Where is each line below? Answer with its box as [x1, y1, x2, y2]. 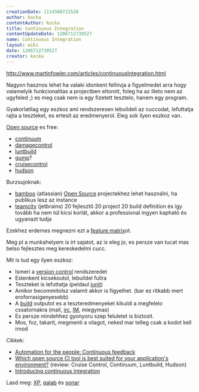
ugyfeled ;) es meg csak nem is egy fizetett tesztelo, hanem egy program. [6, 94, 188, 101]
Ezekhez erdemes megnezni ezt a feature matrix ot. [6, 226, 131, 234]
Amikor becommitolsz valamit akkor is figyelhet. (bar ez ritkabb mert [14, 287, 183, 294]
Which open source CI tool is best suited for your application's [14, 354, 169, 362]
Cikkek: [6, 336, 25, 344]
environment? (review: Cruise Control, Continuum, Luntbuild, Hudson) [14, 361, 187, 368]
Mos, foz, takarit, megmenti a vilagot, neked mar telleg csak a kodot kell [14, 318, 192, 326]
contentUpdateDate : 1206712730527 [6, 31, 93, 37]
